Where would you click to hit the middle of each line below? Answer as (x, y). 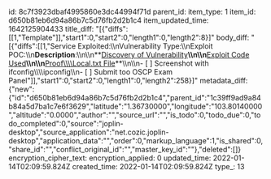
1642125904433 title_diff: (51, 29)
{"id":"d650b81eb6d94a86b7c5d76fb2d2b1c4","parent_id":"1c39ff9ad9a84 (135, 98)
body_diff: (233, 37)
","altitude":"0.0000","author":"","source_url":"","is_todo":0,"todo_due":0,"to (135, 115)
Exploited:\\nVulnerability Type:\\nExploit (145, 46)
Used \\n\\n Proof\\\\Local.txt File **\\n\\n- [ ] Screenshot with (109, 63)
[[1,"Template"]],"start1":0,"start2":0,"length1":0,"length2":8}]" (111, 37)
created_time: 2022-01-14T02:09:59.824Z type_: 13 (158, 166)
